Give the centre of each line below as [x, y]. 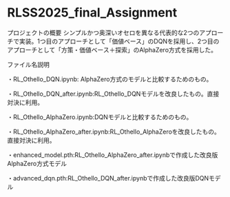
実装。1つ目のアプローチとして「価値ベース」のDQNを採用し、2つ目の [119, 41]
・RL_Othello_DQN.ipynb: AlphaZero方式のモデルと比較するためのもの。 [110, 79]
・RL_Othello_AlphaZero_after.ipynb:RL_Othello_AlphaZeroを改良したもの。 [114, 132]
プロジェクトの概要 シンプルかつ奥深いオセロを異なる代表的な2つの [103, 32]
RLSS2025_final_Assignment [92, 13]
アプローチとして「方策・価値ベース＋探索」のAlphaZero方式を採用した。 [112, 50]
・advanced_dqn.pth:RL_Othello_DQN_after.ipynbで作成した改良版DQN [108, 178]
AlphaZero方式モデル [37, 163]
